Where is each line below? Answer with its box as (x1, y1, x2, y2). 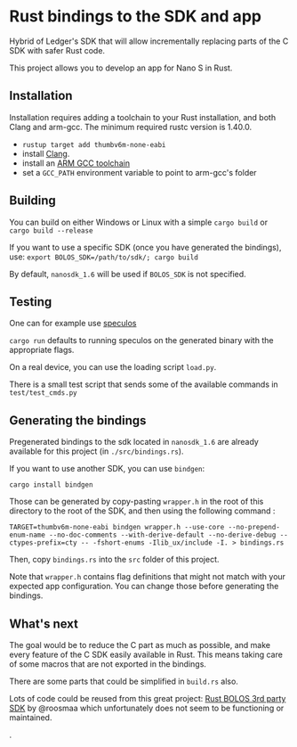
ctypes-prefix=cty (9, 538, 77, 547)
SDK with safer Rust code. (9, 45, 105, 55)
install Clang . (21, 148, 70, 159)
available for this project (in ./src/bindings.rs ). (9, 446, 184, 456)
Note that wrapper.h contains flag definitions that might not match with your (9, 571, 286, 582)
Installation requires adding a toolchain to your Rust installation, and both (9, 111, 277, 122)
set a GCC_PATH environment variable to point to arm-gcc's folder (21, 167, 257, 177)
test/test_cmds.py (9, 389, 77, 398)
